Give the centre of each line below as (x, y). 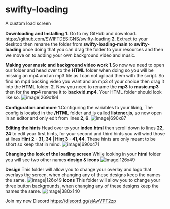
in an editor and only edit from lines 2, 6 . (47, 118)
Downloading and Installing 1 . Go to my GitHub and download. (71, 33)
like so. (13, 97)
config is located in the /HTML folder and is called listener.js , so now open (84, 113)
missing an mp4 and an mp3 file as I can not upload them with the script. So (85, 75)
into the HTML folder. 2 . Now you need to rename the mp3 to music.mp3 (82, 86)
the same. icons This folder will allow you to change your (83, 180)
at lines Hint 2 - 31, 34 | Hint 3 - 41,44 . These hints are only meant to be (80, 139)
